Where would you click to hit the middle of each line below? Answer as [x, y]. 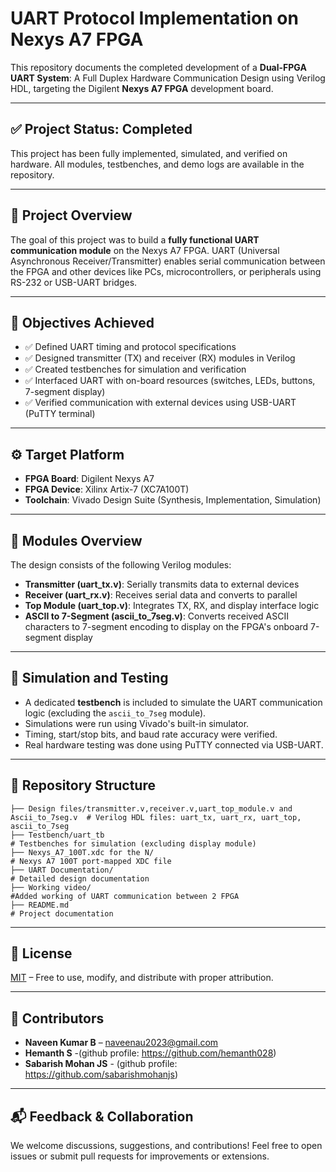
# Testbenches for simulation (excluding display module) [133, 843]
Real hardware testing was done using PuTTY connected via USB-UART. [174, 744]
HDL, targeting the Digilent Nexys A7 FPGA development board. [142, 88]
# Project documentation [62, 913]
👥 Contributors [57, 1018]
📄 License [41, 953]
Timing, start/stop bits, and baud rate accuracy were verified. [151, 734]
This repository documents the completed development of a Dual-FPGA [158, 67]
